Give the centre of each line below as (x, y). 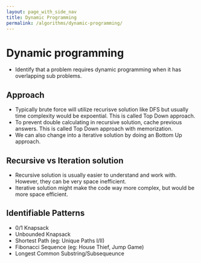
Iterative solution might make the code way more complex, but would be (105, 188)
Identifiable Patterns (46, 213)
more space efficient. (41, 194)
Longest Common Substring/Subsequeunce (70, 253)
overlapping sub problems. (48, 76)
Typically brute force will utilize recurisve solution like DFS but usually (102, 110)
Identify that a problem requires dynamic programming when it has (98, 69)
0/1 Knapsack (32, 227)
